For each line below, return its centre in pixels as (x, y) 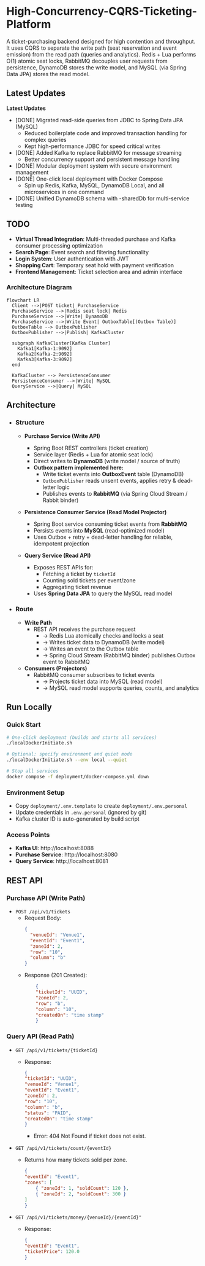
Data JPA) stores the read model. (48, 74)
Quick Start (24, 725)
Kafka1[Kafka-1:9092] (45, 348)
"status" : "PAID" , (48, 1113)
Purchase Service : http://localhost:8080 (66, 854)
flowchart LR (23, 300)
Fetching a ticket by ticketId (79, 574)
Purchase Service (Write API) (62, 436)
